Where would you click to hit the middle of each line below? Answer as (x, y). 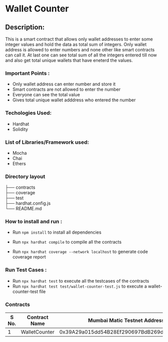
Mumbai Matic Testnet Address (126, 321)
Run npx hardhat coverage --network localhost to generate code (80, 252)
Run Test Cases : (26, 270)
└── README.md (23, 209)
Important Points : (27, 73)
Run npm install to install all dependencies (57, 232)
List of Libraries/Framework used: (47, 142)
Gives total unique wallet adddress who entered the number (74, 100)
